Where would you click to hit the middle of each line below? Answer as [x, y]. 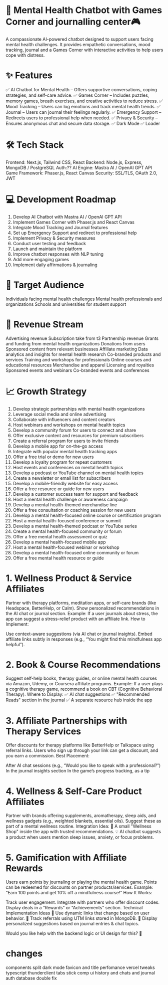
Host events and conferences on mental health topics [68, 467]
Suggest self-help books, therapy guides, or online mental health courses [81, 678]
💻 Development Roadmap [61, 200]
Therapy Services [43, 731]
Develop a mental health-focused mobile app [59, 542]
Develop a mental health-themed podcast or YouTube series [75, 526]
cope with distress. [25, 55]
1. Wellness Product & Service [69, 578]
